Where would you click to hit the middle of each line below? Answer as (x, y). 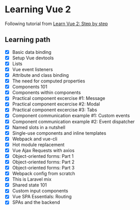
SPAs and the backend (36, 202)
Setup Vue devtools (33, 58)
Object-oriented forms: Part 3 (43, 168)
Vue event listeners (32, 69)
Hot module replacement (38, 144)
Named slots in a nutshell (39, 127)
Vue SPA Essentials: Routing (42, 197)
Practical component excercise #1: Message (59, 98)
